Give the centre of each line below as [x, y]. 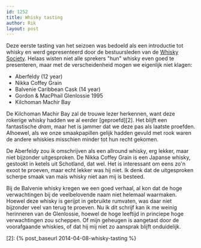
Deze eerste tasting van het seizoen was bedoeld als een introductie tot [95, 46]
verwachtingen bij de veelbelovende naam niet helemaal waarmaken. [91, 195]
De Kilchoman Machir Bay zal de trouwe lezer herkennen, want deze [91, 114]
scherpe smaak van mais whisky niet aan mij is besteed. [76, 177]
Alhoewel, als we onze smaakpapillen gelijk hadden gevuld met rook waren [99, 133]
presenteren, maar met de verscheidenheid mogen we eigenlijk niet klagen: [99, 65]
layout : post [22, 29]
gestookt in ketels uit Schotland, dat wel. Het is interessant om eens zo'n [96, 164]
